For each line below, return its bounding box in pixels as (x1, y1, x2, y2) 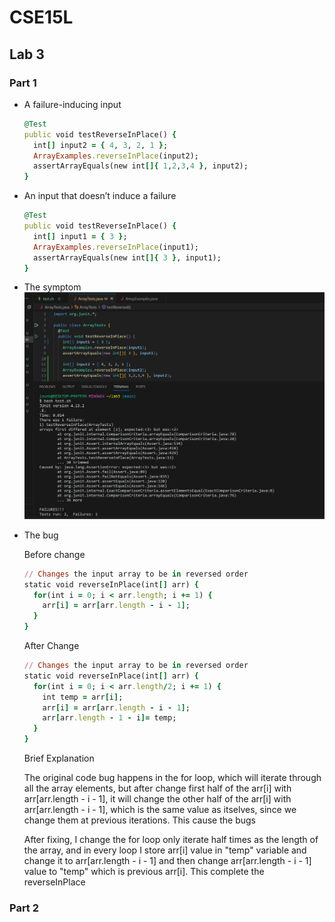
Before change (23, 548, 86, 560)
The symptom (23, 281, 82, 293)
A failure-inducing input (23, 98, 122, 110)
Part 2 (9, 901, 40, 915)
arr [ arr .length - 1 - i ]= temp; (42, 713, 177, 723)
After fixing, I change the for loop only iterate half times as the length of (23, 834, 319, 846)
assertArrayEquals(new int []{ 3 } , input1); (33, 252, 222, 263)
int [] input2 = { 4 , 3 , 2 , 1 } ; (33, 140, 169, 150)
